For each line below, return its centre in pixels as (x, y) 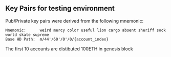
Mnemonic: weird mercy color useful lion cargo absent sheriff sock (86, 30)
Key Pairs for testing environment (60, 8)
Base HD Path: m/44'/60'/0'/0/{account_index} (57, 39)
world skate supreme (27, 35)
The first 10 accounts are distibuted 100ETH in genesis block (69, 49)
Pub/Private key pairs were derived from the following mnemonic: (74, 21)
